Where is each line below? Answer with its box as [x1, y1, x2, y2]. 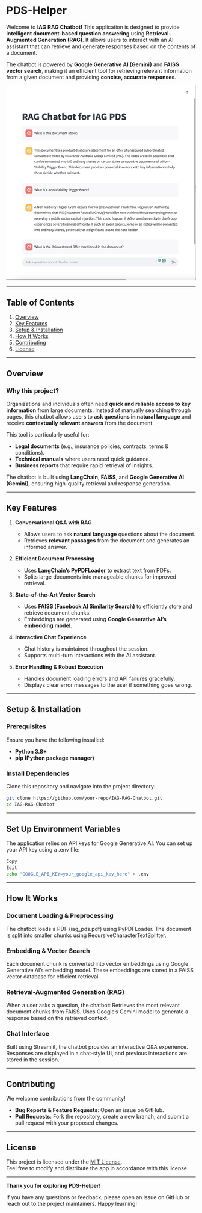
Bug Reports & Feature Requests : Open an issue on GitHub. [14, 1107, 164, 1114]
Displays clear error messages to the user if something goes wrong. [23, 681, 192, 689]
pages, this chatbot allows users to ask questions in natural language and [6, 413, 191, 420]
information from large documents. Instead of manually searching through [6, 407, 191, 414]
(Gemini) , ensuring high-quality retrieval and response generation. [6, 480, 171, 487]
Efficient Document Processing [14, 554, 95, 562]
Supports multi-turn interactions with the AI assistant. [23, 651, 156, 659]
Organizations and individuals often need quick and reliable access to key [6, 401, 191, 408]
